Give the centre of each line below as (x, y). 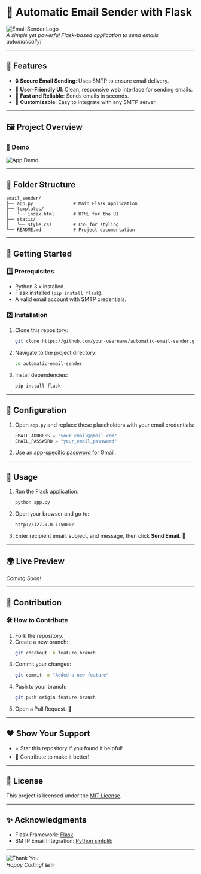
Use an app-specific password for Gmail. (66, 453)
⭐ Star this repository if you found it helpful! (69, 748)
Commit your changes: (43, 664)
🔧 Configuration (36, 410)
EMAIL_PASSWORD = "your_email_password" (66, 441)
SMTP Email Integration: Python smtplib (64, 840)
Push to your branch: (41, 687)
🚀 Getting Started (39, 254)
